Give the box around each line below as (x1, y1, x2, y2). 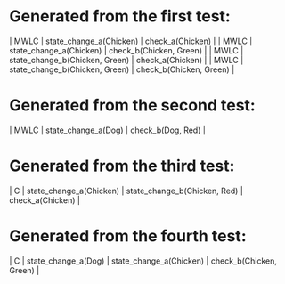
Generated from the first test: (9, 6, 232, 27)
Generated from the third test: (9, 156, 235, 176)
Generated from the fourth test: (9, 226, 247, 246)
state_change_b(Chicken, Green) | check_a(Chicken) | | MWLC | (9, 54, 244, 65)
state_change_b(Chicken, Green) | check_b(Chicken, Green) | (9, 64, 235, 75)
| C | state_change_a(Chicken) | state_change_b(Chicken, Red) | (9, 185, 243, 196)
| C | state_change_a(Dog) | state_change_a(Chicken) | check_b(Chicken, (9, 256, 278, 266)
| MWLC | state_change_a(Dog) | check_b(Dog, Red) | (9, 125, 207, 135)
